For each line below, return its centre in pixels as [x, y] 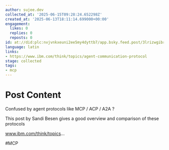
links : [12, 51]
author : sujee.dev [24, 10]
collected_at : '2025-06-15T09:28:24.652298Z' [54, 14]
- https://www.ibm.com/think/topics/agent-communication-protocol [76, 56]
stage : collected [23, 61]
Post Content [33, 95]
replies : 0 [21, 33]
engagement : [18, 24]
